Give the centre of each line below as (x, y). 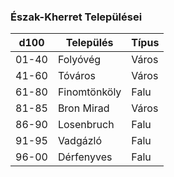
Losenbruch (86, 125)
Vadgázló (79, 141)
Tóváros (76, 76)
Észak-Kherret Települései (76, 17)
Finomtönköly (89, 92)
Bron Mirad (83, 108)
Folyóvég (79, 60)
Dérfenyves (85, 157)
